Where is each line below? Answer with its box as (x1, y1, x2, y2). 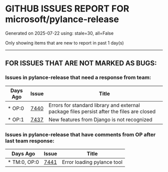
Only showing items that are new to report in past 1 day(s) (5, 39, 124, 45)
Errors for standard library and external (48, 101, 140, 108)
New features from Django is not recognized (48, 116, 152, 123)
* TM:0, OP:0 (7, 158, 39, 165)
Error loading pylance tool (61, 158, 122, 165)
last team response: (5, 137, 55, 144)
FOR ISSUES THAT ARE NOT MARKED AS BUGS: (5, 59, 157, 67)
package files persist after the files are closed (48, 108, 156, 115)
